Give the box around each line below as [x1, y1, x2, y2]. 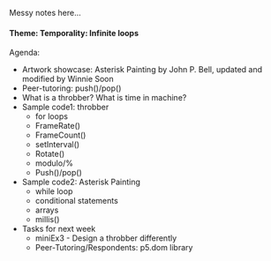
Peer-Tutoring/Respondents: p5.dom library [34, 242, 193, 253]
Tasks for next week [21, 224, 96, 235]
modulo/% [34, 158, 73, 168]
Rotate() [34, 149, 65, 160]
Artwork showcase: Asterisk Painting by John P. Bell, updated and [21, 64, 263, 75]
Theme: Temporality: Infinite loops [9, 27, 139, 38]
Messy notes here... [9, 8, 81, 18]
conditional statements [34, 196, 119, 206]
